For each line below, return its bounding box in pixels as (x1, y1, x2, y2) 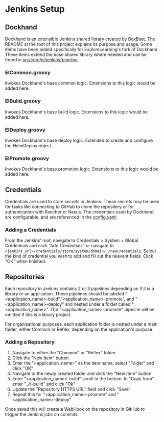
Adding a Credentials (5, 226, 56, 233)
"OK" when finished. (5, 259, 47, 264)
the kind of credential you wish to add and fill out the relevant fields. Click (5, 253, 153, 259)
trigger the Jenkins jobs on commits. (5, 411, 79, 418)
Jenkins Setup (5, 3, 65, 15)
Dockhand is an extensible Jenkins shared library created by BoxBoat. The (5, 36, 156, 42)
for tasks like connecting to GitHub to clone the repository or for (5, 204, 134, 210)
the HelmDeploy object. (5, 142, 53, 148)
